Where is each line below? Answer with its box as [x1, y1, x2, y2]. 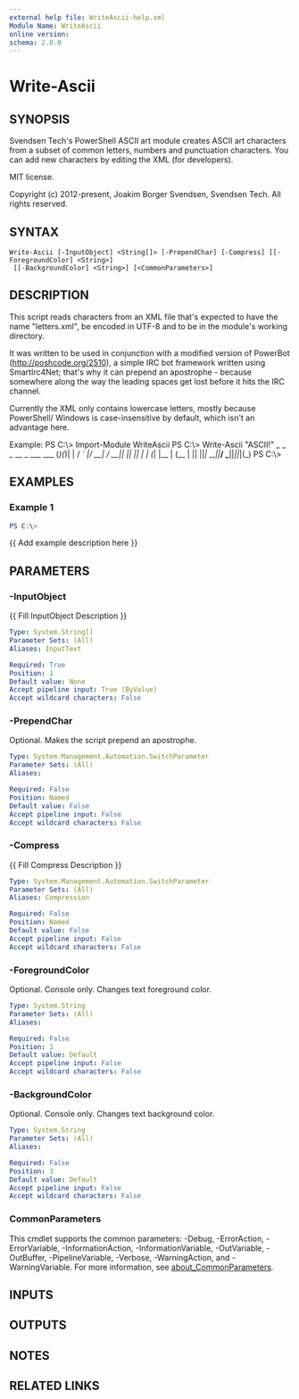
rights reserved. [9, 198, 69, 210]
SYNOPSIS [9, 112, 71, 127]
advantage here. [9, 421, 70, 433]
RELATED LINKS [9, 1378, 100, 1394]
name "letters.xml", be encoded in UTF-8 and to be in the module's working [9, 320, 288, 331]
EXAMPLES [9, 475, 74, 490]
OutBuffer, [9, 1252, 47, 1262]
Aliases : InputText [9, 644, 82, 653]
